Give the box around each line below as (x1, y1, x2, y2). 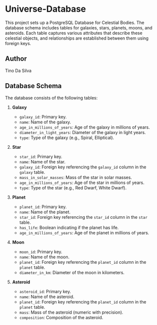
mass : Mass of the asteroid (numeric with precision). (19, 309, 123, 315)
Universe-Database (5, 3, 86, 15)
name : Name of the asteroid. (19, 294, 75, 300)
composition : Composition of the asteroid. (19, 314, 103, 320)
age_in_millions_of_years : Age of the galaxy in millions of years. (19, 124, 150, 130)
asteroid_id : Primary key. (19, 288, 72, 294)
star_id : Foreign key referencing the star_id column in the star (19, 214, 148, 220)
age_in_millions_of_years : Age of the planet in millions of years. (19, 230, 150, 235)
